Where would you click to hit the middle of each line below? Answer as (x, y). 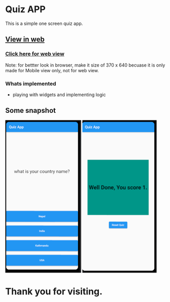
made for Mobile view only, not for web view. (52, 70)
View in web (25, 39)
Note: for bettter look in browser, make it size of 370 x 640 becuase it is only (85, 65)
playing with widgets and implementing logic (59, 95)
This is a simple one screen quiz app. (44, 23)
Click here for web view (35, 54)
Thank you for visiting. (54, 291)
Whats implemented (31, 83)
